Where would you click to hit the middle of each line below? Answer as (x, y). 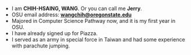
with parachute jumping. (41, 46)
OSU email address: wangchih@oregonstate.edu (72, 15)
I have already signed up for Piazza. (54, 33)
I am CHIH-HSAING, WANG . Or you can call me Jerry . (77, 8)
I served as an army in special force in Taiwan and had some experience (98, 39)
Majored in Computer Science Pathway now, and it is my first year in (93, 21)
